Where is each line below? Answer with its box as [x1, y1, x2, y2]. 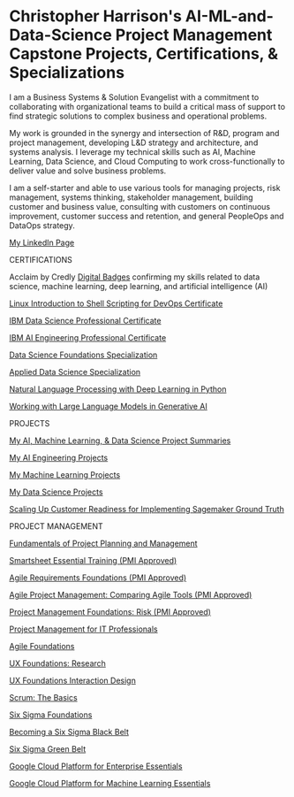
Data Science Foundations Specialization [9, 349, 158, 360]
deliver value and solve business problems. [9, 165, 167, 176]
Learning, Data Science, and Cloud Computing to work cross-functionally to [9, 156, 285, 166]
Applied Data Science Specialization [9, 366, 141, 377]
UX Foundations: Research [9, 657, 106, 669]
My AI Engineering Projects [9, 452, 109, 463]
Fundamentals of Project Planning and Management [9, 538, 198, 548]
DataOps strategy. [9, 219, 75, 231]
